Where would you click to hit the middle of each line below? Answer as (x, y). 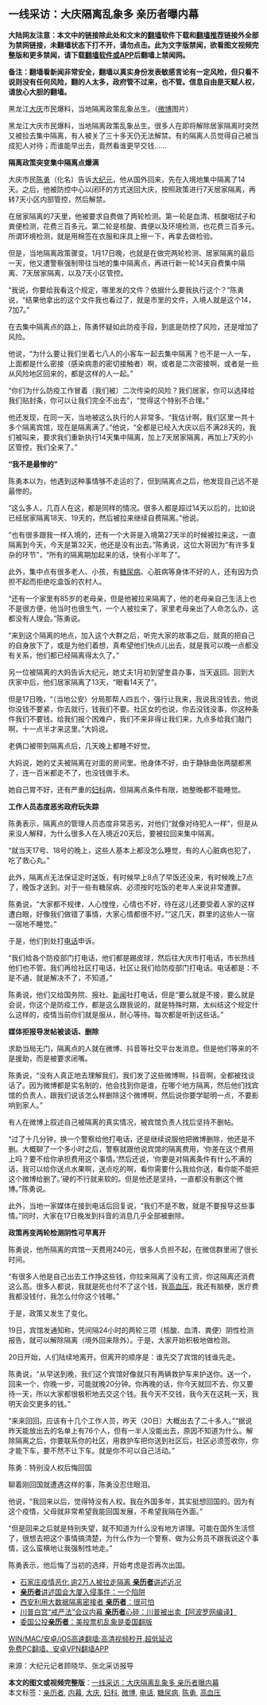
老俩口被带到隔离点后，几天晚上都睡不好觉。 (81, 745)
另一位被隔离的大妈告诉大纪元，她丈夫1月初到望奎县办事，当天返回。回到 (128, 672)
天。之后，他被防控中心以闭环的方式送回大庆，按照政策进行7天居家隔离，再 (132, 189)
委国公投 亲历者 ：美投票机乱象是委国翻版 (86, 1621)
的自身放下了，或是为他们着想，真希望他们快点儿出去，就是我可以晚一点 (126, 645)
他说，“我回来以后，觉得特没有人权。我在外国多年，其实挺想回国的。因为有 (132, 1501)
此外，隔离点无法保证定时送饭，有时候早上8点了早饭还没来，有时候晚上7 (127, 877)
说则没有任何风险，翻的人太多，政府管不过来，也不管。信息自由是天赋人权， (133, 81)
